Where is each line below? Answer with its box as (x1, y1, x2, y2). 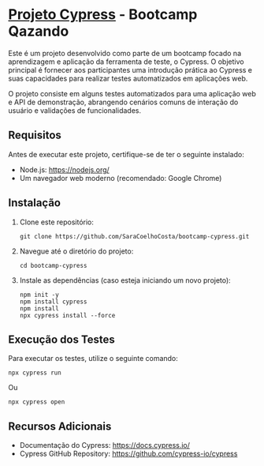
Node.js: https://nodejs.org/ (19, 164, 110, 175)
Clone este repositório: (19, 217, 95, 227)
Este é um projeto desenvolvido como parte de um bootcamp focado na (8, 48, 242, 58)
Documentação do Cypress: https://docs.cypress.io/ (19, 441, 191, 450)
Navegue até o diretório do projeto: (19, 246, 134, 256)
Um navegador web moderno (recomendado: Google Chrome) (19, 173, 222, 182)
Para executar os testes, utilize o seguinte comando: (8, 354, 179, 363)
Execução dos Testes (8, 333, 116, 346)
